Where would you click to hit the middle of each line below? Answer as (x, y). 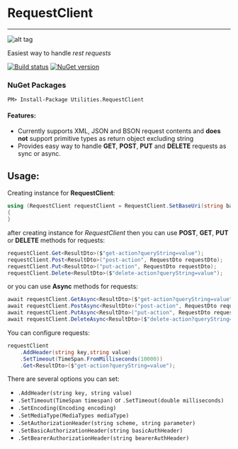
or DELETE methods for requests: (56, 240)
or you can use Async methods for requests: (73, 286)
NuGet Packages (37, 85)
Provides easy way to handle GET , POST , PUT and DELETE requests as (122, 146)
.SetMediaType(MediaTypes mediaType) (73, 416)
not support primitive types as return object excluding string (106, 139)
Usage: (24, 176)
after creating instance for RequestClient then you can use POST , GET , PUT (118, 232)
